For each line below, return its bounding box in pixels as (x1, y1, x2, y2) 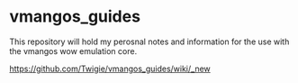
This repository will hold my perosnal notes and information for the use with (9, 36, 290, 47)
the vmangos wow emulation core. (9, 45, 138, 56)
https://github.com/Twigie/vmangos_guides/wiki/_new (9, 63, 212, 74)
